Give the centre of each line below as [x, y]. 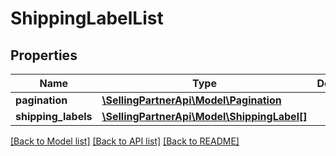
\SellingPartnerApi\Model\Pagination [191, 100]
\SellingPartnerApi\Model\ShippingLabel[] [204, 116]
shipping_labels [54, 116]
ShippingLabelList [87, 18]
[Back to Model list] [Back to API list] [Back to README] [125, 141]
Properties [44, 55]
